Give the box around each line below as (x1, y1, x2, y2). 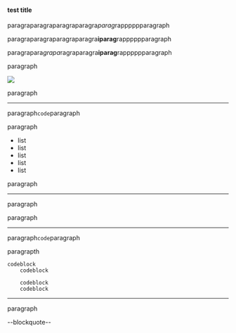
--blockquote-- (7, 318, 51, 327)
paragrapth (7, 247, 40, 256)
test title (7, 6, 32, 14)
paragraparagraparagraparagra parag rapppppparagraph (7, 21, 170, 30)
